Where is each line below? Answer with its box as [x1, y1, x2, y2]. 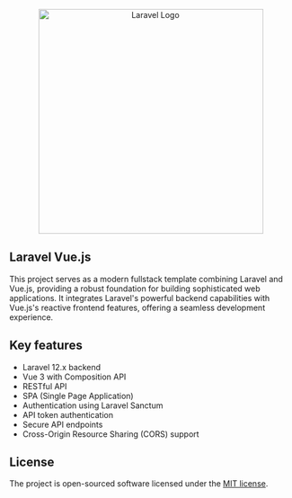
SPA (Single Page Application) [22, 390, 134, 401]
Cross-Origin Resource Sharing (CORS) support [22, 428, 199, 440]
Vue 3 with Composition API [22, 371, 127, 382]
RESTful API [22, 380, 67, 391]
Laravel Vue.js [9, 250, 92, 265]
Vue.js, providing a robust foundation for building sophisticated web [9, 283, 261, 294]
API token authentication [22, 409, 114, 420]
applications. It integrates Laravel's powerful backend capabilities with [9, 292, 270, 303]
